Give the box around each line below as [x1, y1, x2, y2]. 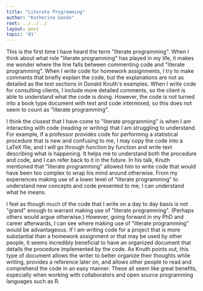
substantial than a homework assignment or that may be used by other [6, 233, 183, 240]
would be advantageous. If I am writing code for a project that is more [6, 226, 181, 233]
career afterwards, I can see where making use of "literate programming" [6, 219, 189, 227]
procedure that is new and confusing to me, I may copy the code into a [6, 137, 183, 144]
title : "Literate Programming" [6, 8, 85, 15]
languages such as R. [6, 278, 60, 285]
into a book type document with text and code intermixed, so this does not [6, 99, 192, 107]
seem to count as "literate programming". [6, 106, 109, 113]
